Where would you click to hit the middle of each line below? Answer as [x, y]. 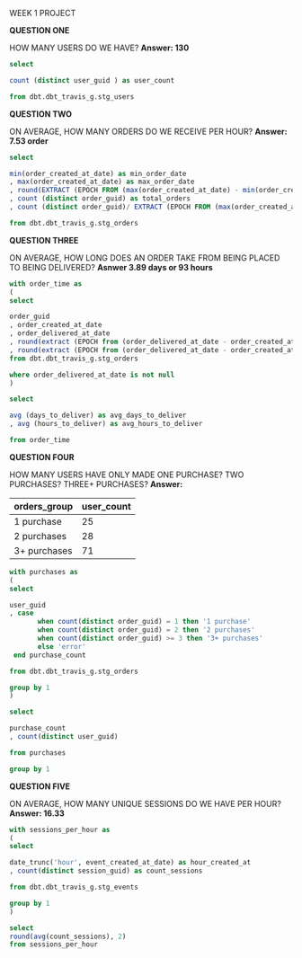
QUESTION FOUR [42, 457]
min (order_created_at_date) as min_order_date [98, 173]
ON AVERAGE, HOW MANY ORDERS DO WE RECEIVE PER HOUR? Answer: [148, 131]
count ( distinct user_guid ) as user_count [92, 80]
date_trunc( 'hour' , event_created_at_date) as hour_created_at [130, 863]
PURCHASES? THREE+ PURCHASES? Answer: [96, 483]
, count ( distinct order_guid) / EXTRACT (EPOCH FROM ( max [120, 207]
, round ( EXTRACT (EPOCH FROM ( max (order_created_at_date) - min [132, 191]
